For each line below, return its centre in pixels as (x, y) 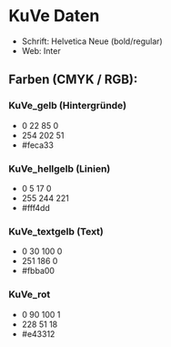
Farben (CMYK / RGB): (73, 80)
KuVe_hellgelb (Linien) (60, 168)
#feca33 (37, 145)
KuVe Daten (54, 16)
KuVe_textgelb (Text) (56, 231)
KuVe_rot (30, 295)
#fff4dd (36, 207)
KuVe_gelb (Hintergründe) (68, 106)
